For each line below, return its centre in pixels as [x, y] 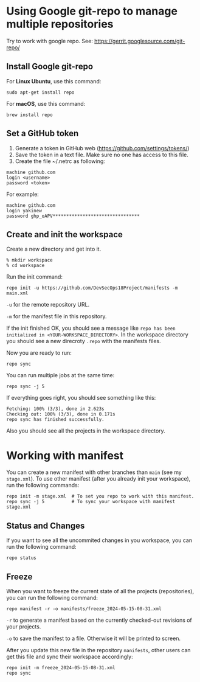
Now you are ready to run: [39, 353]
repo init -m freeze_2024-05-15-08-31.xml [61, 667]
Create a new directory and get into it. [54, 249]
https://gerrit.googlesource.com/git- [140, 41]
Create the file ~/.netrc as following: [60, 161]
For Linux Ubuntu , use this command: [54, 81]
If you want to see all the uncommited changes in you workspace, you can [99, 540]
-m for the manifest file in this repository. [57, 316]
